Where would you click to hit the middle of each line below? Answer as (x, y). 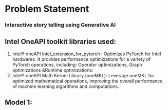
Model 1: (18, 103)
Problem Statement (47, 9)
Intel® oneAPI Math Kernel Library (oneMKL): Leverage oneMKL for (83, 75)
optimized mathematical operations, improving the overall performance (87, 81)
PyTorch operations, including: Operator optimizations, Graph (77, 64)
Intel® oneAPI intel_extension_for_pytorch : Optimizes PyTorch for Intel (87, 54)
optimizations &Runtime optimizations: (53, 70)
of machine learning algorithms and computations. (66, 86)
